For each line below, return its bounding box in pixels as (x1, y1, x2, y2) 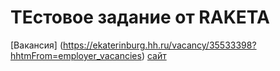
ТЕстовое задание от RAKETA (10, 6, 270, 29)
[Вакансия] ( (10, 39, 63, 51)
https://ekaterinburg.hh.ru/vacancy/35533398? (63, 39, 257, 51)
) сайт (141, 49, 167, 61)
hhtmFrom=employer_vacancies (10, 49, 142, 61)
